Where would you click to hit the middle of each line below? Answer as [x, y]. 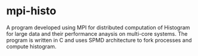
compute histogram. [31, 46]
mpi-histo [31, 11]
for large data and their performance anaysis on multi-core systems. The [97, 33]
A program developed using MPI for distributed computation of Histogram [98, 27]
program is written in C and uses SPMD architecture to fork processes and [99, 40]
